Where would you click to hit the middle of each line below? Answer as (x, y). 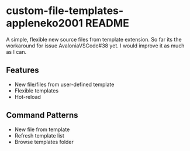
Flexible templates (37, 90)
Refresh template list (39, 135)
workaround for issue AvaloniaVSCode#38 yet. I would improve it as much (95, 46)
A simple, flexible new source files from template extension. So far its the (94, 39)
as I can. (16, 52)
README (107, 23)
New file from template (42, 129)
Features (23, 71)
